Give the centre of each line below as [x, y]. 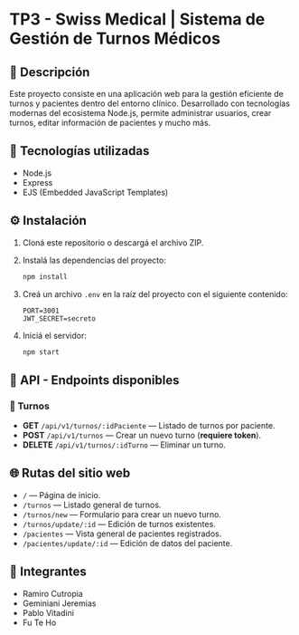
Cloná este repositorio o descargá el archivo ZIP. [113, 242]
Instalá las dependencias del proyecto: [94, 260]
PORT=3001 [41, 311]
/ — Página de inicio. [61, 495]
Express [37, 182]
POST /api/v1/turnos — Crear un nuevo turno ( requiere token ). [142, 436]
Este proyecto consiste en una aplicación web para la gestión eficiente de [147, 94]
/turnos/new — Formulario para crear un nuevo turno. [121, 514]
